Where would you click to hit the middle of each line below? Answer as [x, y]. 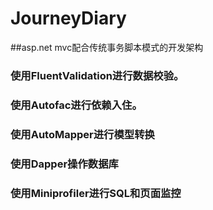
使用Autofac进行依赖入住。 [76, 105]
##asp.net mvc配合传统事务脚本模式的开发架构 [107, 47]
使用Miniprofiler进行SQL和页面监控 [96, 193]
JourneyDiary [68, 18]
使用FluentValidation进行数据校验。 [97, 75]
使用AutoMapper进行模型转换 [82, 134]
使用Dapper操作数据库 [64, 164]
